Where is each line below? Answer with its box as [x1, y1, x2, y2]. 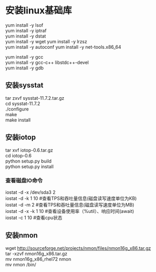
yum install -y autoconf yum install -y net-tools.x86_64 [5, 44, 122, 50]
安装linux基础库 [5, 5, 72, 16]
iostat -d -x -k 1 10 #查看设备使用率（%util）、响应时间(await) [5, 208, 134, 214]
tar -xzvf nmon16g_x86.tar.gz [5, 250, 68, 257]
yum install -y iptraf [5, 27, 47, 33]
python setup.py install [5, 163, 54, 170]
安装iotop [5, 133, 36, 142]
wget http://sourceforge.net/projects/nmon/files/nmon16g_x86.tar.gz [5, 245, 151, 251]
